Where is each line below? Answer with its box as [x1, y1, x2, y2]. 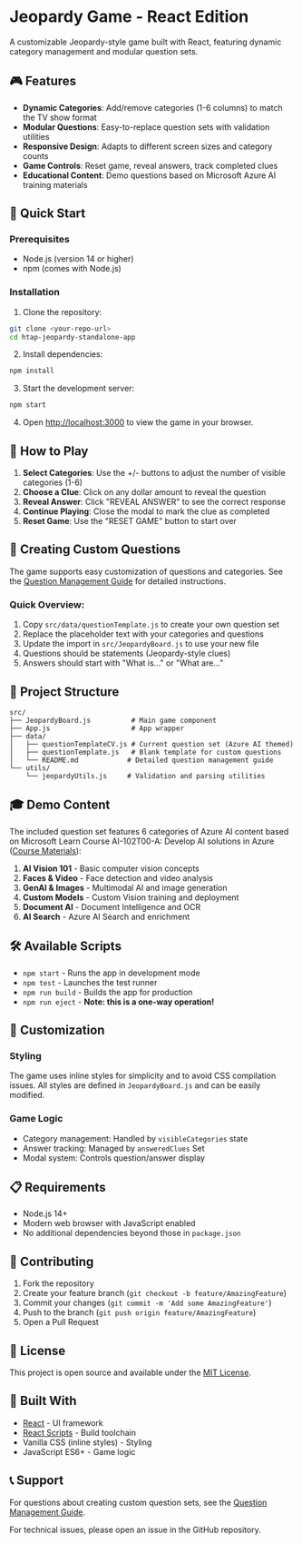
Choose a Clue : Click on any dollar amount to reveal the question [22, 487, 267, 498]
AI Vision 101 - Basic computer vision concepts [22, 863, 200, 874]
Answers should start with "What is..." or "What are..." [22, 658, 224, 668]
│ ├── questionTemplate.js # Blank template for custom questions [9, 747, 282, 757]
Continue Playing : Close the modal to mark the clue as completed [22, 506, 270, 517]
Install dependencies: [22, 349, 103, 360]
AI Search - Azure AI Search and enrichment [22, 911, 190, 922]
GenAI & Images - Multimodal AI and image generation [22, 882, 229, 893]
